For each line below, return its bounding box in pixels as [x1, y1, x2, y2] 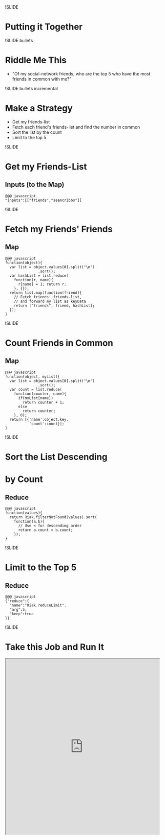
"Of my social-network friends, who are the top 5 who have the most [12, 71, 151, 76]
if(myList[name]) [18, 395, 54, 401]
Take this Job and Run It [5, 642, 104, 653]
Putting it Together [5, 22, 83, 32]
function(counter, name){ [14, 391, 67, 396]
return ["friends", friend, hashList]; [14, 303, 95, 308]
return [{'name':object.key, [9, 417, 69, 422]
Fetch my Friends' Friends [5, 224, 113, 235]
